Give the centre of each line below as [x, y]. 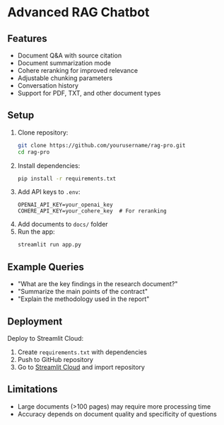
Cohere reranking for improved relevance [78, 70]
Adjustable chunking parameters [65, 78]
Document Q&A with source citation [70, 55]
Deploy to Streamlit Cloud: [46, 338]
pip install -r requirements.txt [67, 178]
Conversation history [48, 85]
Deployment [35, 321]
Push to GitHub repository [55, 359]
